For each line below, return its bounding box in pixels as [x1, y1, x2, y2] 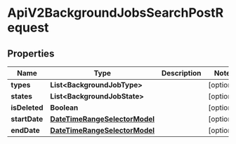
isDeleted [11, 103, 44, 113]
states [11, 92, 33, 101]
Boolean [50, 103, 79, 113]
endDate [11, 126, 40, 135]
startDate [11, 114, 44, 124]
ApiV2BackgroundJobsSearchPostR [7, 5, 224, 21]
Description [161, 69, 202, 78]
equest [7, 20, 49, 36]
